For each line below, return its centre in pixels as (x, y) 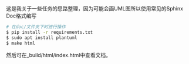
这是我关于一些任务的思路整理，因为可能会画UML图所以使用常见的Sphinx (95, 8)
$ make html (21, 43)
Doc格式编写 (21, 16)
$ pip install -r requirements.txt (50, 32)
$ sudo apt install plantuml (42, 38)
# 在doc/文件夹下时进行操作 (36, 27)
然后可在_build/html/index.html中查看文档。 (59, 55)
